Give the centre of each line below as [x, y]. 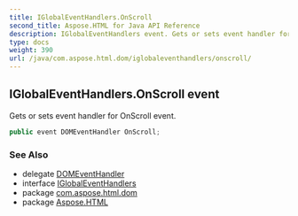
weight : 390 [31, 50]
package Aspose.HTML [65, 202]
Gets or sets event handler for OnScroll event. [93, 115]
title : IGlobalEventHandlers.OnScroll [81, 17]
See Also [29, 154]
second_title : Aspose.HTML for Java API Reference [105, 26]
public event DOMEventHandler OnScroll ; [85, 132]
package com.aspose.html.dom [79, 192]
